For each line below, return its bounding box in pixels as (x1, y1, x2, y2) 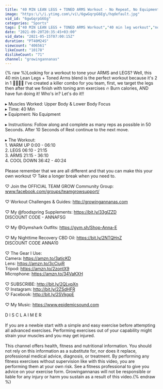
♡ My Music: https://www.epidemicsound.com (5, 302, 99, 308)
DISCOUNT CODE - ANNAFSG (5, 214, 66, 220)
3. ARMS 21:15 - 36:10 (5, 153, 49, 158)
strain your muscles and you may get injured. (5, 333, 95, 339)
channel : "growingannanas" (5, 57, 60, 62)
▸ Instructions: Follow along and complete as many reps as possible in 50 (5, 122, 151, 127)
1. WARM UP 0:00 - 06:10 (5, 142, 56, 148)
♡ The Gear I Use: (5, 250, 42, 256)
